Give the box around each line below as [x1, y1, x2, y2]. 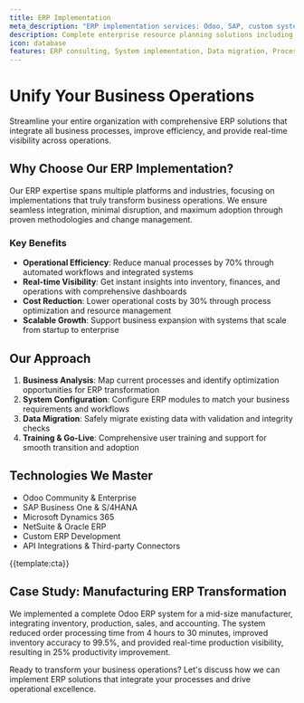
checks [22, 423, 51, 433]
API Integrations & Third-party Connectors [22, 540, 181, 551]
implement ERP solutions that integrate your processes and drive [9, 673, 252, 684]
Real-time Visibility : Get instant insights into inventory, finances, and [22, 277, 280, 288]
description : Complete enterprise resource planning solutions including [9, 30, 294, 39]
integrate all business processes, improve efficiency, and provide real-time [9, 126, 288, 137]
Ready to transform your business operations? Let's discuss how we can [9, 664, 280, 675]
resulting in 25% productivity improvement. [9, 646, 171, 657]
